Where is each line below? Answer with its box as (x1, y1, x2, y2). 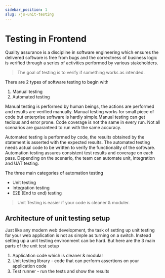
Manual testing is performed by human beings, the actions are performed (5, 103, 155, 109)
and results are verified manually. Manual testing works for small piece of (5, 109, 154, 115)
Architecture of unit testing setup (5, 214, 110, 223)
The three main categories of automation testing (5, 170, 104, 176)
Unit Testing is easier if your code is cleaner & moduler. (17, 200, 130, 206)
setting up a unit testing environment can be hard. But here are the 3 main (5, 238, 156, 244)
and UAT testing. (5, 160, 40, 166)
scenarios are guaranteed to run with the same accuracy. (5, 125, 122, 131)
